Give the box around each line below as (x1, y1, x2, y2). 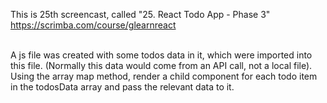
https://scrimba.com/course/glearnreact (10, 19, 177, 31)
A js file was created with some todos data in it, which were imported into (10, 49, 313, 61)
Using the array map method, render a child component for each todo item (10, 70, 318, 82)
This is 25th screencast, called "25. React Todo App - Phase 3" (10, 9, 271, 20)
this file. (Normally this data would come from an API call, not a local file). (10, 60, 313, 71)
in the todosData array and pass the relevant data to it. (10, 81, 235, 93)
